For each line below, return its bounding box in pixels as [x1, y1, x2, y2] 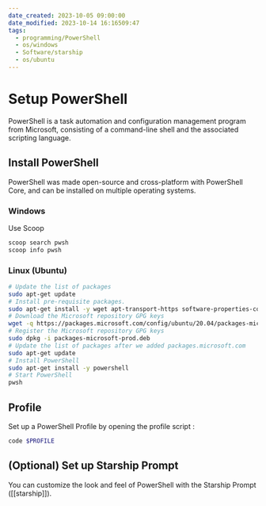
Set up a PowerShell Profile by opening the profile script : [8, 422, 196, 431]
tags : [8, 26, 26, 34]
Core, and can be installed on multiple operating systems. [8, 186, 196, 195]
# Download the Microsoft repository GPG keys [8, 312, 165, 320]
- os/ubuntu [15, 56, 55, 64]
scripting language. [8, 132, 71, 143]
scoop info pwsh [8, 246, 62, 254]
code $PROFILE [8, 437, 55, 445]
